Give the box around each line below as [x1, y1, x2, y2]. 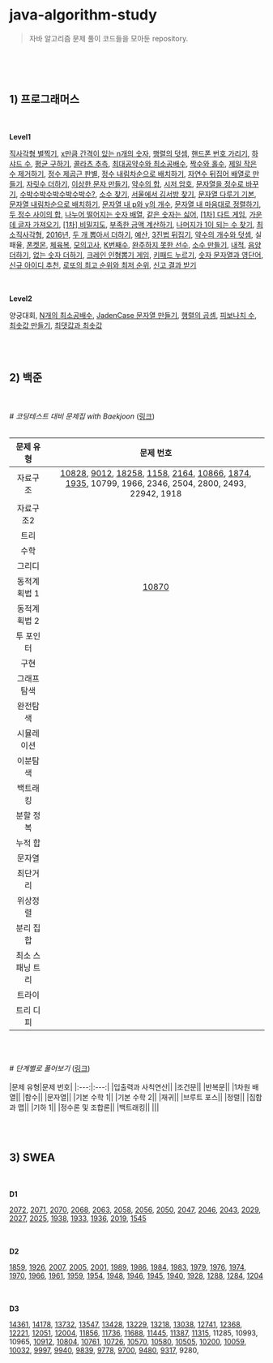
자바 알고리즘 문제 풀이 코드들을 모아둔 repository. [28, 33, 189, 43]
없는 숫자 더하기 [32, 250, 83, 260]
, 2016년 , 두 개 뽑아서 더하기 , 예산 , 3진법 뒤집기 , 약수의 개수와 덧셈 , [41, 230, 254, 239]
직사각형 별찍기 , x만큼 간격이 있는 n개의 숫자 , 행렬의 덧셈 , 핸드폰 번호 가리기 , [9, 148, 250, 158]
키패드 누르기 [153, 250, 195, 260]
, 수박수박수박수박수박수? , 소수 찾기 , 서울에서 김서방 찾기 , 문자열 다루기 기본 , [15, 189, 257, 199]
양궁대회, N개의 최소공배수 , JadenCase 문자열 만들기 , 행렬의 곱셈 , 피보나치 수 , [9, 310, 258, 320]
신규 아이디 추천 [9, 260, 60, 269]
